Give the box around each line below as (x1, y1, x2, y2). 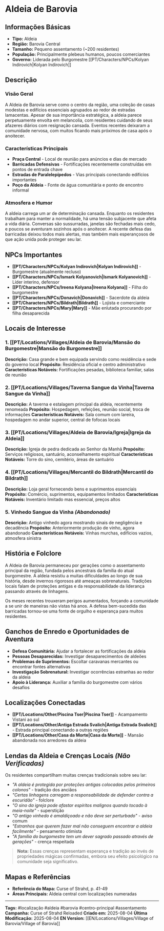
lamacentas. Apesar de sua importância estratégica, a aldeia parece (5, 112, 142, 118)
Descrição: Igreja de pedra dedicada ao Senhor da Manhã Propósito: (5, 446, 145, 452)
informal (12, 187, 29, 193)
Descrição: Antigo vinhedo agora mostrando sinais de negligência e (5, 519, 143, 526)
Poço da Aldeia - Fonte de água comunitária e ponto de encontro (12, 182, 144, 188)
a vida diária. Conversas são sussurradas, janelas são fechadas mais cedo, (5, 221, 156, 227)
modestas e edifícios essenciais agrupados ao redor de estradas (5, 106, 136, 113)
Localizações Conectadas (5, 698, 86, 707)
